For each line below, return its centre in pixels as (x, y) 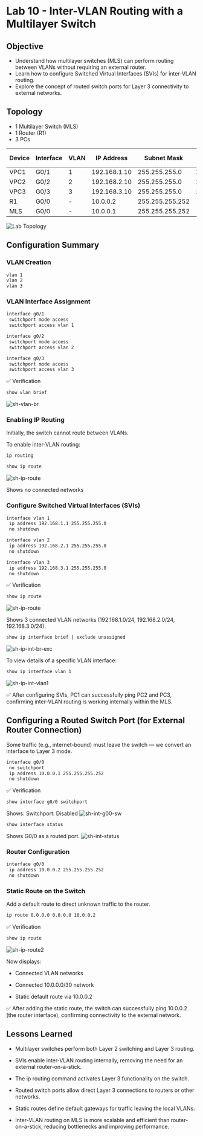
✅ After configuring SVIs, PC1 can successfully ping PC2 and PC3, (89, 695)
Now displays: (24, 961)
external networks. (38, 93)
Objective (25, 46)
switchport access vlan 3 (41, 370)
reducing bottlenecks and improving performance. (107, 1126)
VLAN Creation (29, 262)
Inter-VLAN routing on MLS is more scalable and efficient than (92, 1120)
